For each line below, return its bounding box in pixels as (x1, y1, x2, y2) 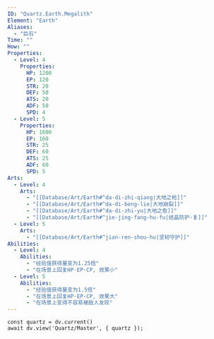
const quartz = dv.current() (7, 319, 93, 326)
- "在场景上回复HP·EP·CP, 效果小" (25, 266, 119, 273)
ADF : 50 (25, 102, 49, 109)
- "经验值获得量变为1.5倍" (25, 286, 97, 293)
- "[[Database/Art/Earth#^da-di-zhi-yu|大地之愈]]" (25, 208, 178, 215)
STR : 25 (25, 142, 49, 149)
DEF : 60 (25, 148, 49, 155)
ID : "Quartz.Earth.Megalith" (7, 10, 93, 18)
